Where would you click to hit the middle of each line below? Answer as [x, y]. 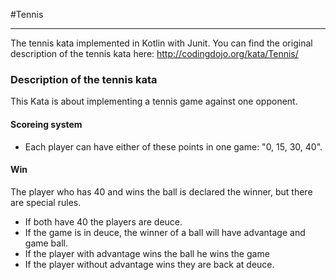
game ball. [46, 243]
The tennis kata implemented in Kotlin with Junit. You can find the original [161, 43]
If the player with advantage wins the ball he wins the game [147, 253]
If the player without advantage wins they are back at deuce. [149, 264]
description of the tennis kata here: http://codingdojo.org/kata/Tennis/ [154, 53]
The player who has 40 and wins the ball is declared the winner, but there [161, 191]
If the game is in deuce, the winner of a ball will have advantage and [165, 232]
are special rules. [46, 202]
